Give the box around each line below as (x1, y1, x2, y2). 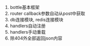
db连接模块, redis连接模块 (9, 17, 63, 22)
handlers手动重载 (9, 29, 46, 35)
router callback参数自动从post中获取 (9, 10, 85, 16)
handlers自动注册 (9, 23, 46, 29)
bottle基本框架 (9, 4, 40, 10)
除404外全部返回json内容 (9, 35, 62, 41)
